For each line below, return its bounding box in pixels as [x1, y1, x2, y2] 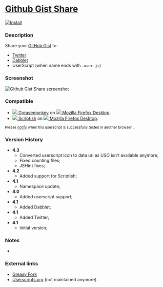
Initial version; [19, 225, 48, 231]
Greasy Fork [12, 271, 37, 277]
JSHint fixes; [19, 163, 45, 169]
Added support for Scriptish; [19, 173, 77, 179]
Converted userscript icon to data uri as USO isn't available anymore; [19, 153, 159, 158]
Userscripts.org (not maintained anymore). [12, 276, 98, 282]
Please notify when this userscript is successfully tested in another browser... [5, 125, 135, 130]
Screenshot [5, 75, 33, 81]
